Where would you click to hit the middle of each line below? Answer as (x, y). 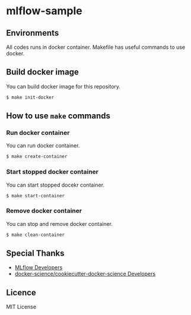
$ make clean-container (36, 235)
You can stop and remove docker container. (60, 223)
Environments (33, 33)
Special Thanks (35, 253)
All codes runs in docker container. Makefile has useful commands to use (96, 47)
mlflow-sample (44, 11)
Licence (21, 292)
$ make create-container (37, 157)
